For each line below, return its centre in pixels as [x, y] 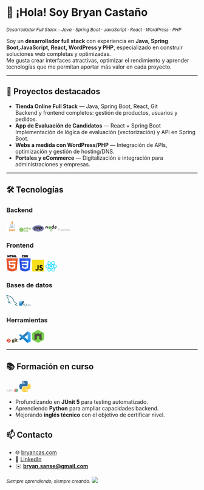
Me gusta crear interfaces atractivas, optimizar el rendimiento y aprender [98, 60]
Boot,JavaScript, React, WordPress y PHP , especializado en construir [95, 47]
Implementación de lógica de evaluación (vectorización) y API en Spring [105, 132]
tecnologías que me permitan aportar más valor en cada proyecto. [89, 67]
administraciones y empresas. [53, 164]
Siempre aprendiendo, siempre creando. [49, 481]
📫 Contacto [29, 434]
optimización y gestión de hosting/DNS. [65, 151]
